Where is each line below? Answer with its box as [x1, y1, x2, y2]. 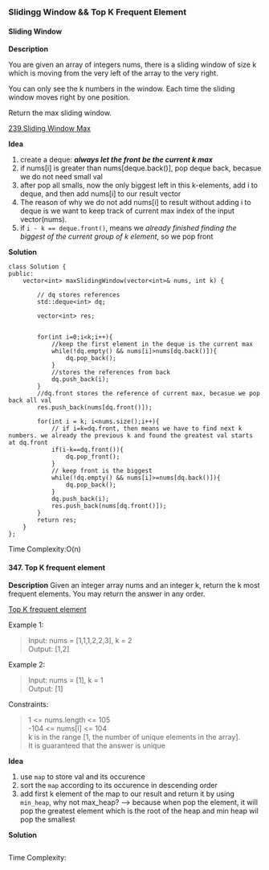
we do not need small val [19, 172, 103, 182]
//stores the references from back [51, 368, 171, 376]
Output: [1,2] [27, 644, 70, 654]
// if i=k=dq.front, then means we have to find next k [51, 425, 243, 433]
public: [8, 270, 35, 278]
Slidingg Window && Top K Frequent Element [8, 6, 187, 18]
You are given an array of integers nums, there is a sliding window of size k [8, 60, 257, 70]
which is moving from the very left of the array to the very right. [8, 68, 218, 78]
